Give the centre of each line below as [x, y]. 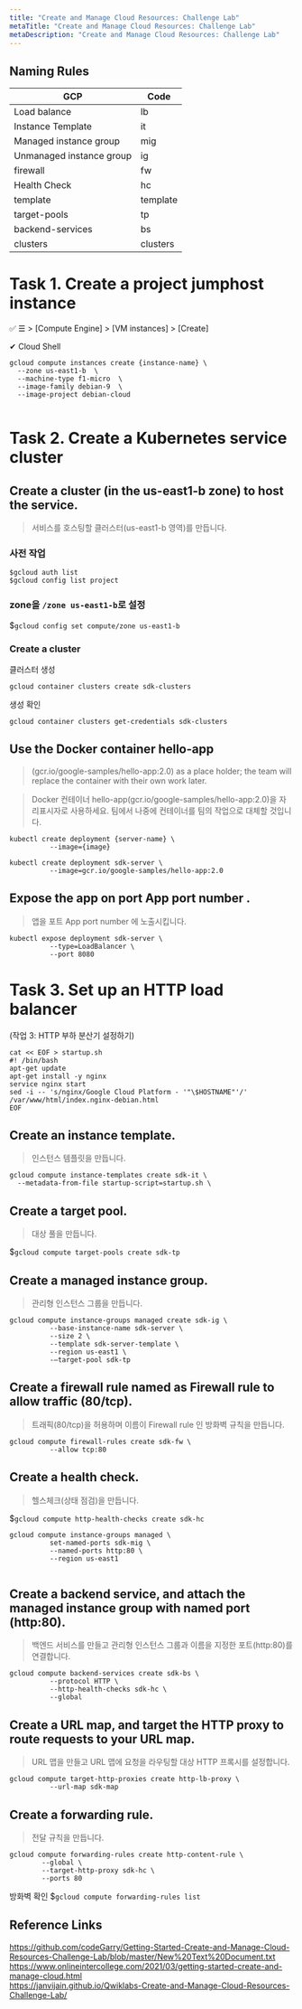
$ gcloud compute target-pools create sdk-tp [95, 1252]
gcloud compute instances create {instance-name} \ [108, 363]
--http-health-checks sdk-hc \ [108, 1690]
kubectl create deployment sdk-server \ [87, 863]
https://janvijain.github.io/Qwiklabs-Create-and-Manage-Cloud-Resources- [150, 1986]
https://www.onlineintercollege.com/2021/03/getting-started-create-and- [146, 1966]
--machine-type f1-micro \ [70, 379]
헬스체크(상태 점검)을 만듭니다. [85, 1500]
